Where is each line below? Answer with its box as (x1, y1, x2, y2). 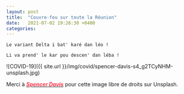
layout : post (6, 8, 39, 15)
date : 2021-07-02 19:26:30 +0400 (6, 20, 96, 26)
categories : (6, 25, 36, 32)
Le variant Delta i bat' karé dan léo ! (6, 42, 109, 48)
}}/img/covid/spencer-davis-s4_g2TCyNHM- (62, 63, 173, 70)
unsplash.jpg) (6, 69, 40, 77)
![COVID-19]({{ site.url (6, 63, 61, 70)
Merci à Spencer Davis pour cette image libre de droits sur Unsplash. (6, 81, 179, 88)
